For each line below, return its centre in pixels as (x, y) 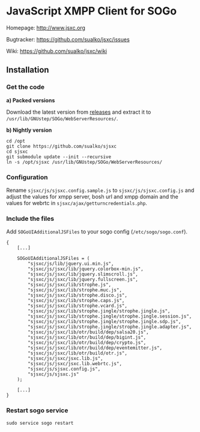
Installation (28, 70)
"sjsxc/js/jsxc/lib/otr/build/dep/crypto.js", (87, 343)
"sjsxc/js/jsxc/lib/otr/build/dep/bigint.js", (87, 338)
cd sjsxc (17, 152)
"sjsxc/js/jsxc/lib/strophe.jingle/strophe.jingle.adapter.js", (110, 327)
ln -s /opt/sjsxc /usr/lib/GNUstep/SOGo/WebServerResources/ (84, 162)
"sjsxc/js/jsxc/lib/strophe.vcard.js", (78, 306)
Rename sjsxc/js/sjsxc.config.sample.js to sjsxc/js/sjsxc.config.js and (100, 190)
